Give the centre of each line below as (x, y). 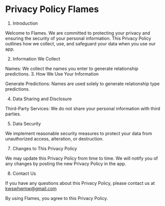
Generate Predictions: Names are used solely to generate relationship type (82, 84)
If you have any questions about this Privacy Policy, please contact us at (80, 183)
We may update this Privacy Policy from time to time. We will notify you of (82, 158)
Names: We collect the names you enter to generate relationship (72, 68)
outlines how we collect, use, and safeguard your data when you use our (80, 43)
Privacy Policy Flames (52, 9)
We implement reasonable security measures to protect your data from (79, 133)
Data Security (27, 123)
